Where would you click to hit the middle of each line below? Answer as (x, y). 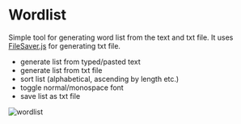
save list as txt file (50, 96)
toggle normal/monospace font (72, 88)
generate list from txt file (61, 70)
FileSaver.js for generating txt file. (65, 45)
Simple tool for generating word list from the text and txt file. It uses (121, 37)
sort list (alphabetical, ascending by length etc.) (99, 79)
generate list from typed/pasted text (80, 62)
